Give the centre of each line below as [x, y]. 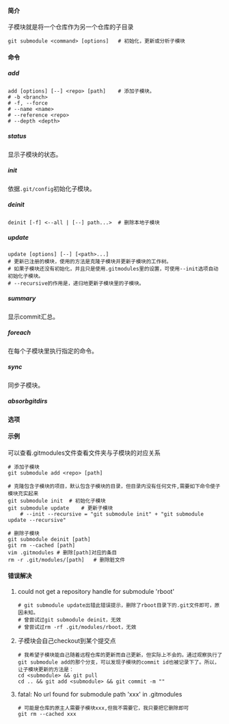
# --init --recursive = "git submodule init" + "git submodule [112, 514]
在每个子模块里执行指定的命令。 [53, 351]
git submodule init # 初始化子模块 [57, 501]
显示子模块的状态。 [35, 154]
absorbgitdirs [28, 401]
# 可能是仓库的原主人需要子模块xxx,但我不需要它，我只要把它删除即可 [103, 708]
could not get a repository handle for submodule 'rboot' [96, 591]
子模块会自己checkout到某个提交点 [67, 640]
